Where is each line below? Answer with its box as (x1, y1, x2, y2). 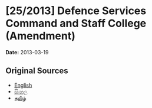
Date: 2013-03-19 (5, 48, 49, 55)
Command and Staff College (5, 17, 147, 30)
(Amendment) (5, 30, 76, 42)
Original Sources (5, 66, 68, 76)
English (14, 81, 32, 89)
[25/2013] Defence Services (5, 4, 147, 18)
